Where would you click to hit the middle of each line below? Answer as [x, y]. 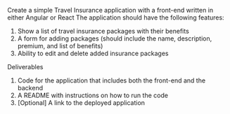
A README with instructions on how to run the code [93, 95]
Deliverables [25, 67]
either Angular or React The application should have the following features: [116, 17]
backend [30, 88]
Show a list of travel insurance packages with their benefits [103, 31]
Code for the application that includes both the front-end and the [111, 80]
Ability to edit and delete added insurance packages [93, 53]
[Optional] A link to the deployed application [81, 103]
